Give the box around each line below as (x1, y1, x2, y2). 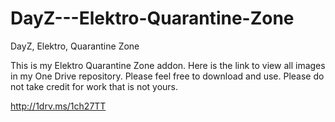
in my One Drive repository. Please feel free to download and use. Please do (10, 70, 325, 82)
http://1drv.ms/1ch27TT (10, 100, 107, 112)
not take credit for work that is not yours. (10, 80, 179, 92)
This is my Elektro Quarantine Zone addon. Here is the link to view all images (10, 59, 326, 71)
